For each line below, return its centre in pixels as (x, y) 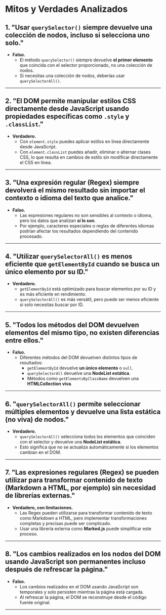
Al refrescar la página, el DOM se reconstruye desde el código (83, 597)
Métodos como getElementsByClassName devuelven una (83, 379)
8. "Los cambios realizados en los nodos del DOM (83, 554)
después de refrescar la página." (57, 570)
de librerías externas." (40, 496)
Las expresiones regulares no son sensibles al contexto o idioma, (86, 215)
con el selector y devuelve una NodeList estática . (71, 442)
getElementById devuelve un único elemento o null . (80, 368)
